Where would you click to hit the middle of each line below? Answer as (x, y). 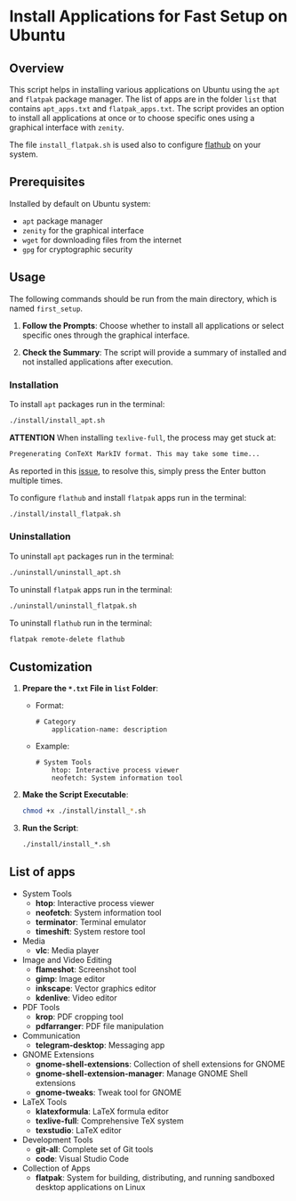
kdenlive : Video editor (76, 997)
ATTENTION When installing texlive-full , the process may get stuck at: (143, 437)
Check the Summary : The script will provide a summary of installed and (154, 352)
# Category (56, 722)
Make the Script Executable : (75, 795)
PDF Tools (41, 1007)
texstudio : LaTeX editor (78, 1130)
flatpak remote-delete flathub (67, 639)
